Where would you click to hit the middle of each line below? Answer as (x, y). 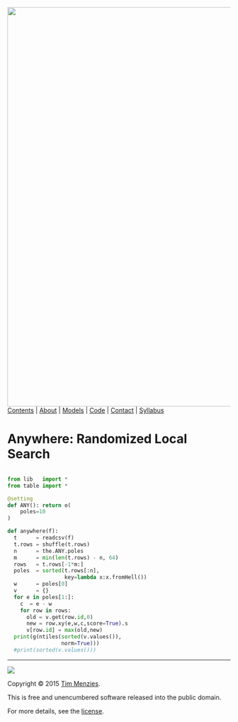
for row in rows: (46, 611)
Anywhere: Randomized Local (97, 439)
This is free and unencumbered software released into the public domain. (114, 697)
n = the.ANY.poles (49, 551)
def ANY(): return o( (39, 505)
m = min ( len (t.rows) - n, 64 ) (66, 557)
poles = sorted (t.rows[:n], (57, 571)
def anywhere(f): (33, 531)
